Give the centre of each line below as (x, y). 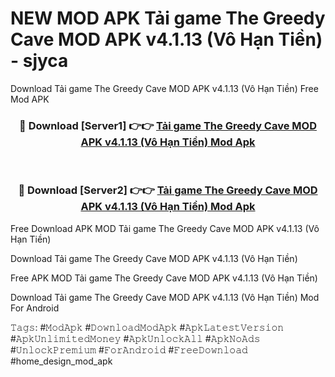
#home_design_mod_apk (61, 361)
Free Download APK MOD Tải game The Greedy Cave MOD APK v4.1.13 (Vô (165, 228)
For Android (35, 308)
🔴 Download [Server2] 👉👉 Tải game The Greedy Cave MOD (168, 190)
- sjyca (39, 61)
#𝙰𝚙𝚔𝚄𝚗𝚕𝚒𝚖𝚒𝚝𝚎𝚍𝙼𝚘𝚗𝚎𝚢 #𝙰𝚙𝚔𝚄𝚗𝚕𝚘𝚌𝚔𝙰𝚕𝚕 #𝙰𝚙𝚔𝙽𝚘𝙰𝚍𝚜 (135, 338)
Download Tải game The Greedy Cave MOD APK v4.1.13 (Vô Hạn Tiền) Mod (165, 297)
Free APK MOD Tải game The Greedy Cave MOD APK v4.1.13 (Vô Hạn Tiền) (164, 278)
